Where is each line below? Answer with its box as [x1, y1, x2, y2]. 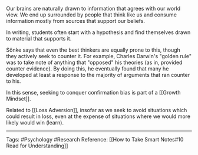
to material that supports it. [6, 35, 72, 42]
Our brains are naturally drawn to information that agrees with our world [6, 5, 181, 12]
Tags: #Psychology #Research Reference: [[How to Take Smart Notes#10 [6, 136, 184, 143]
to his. [6, 77, 21, 85]
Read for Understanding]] [6, 142, 68, 149]
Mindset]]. [6, 95, 31, 102]
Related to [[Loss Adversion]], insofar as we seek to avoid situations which [6, 107, 187, 113]
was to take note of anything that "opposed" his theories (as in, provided [6, 59, 183, 66]
